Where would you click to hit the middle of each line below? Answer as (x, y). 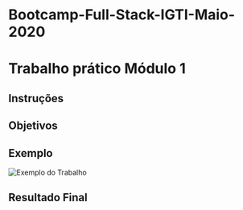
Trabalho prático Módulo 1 (97, 69)
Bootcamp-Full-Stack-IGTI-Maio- (122, 15)
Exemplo (31, 153)
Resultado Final (48, 198)
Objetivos (33, 126)
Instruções (36, 98)
